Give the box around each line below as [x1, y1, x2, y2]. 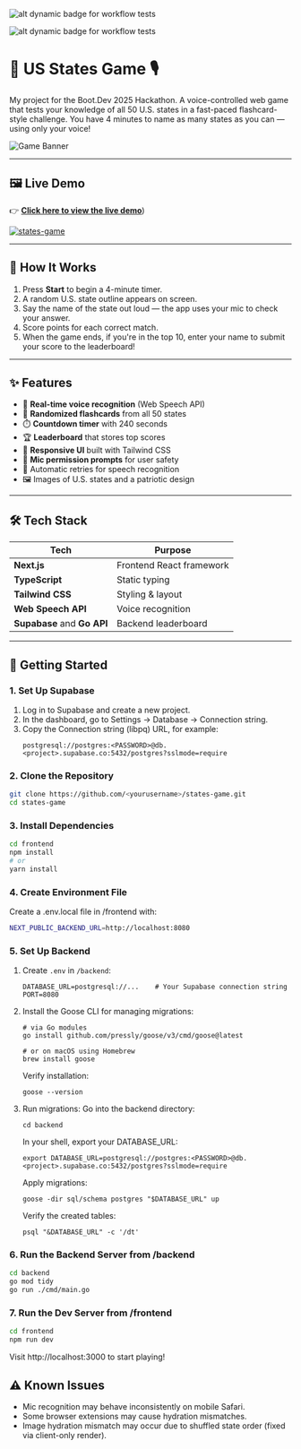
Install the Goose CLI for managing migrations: [21, 1006, 194, 1017]
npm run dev [9, 1335, 54, 1344]
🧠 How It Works [9, 260, 97, 275]
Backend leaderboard [116, 617, 208, 630]
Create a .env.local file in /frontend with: [9, 906, 158, 918]
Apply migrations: [21, 1177, 88, 1188]
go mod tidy [9, 1277, 54, 1286]
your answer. [21, 312, 71, 323]
